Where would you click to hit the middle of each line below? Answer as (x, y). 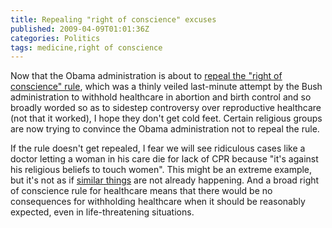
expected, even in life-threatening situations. (102, 212)
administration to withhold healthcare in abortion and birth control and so (161, 97)
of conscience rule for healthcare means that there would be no (141, 191)
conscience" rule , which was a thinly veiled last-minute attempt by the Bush (166, 87)
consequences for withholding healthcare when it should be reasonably (158, 202)
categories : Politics (55, 38)
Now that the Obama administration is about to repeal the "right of (146, 76)
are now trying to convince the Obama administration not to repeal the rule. (165, 129)
